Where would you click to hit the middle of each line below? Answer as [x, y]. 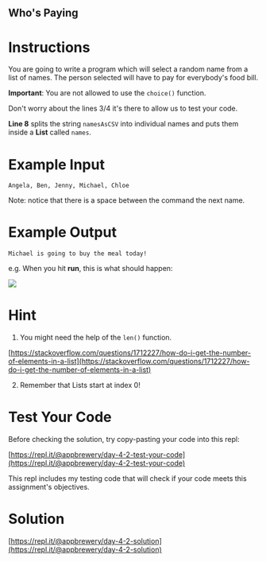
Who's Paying [43, 13]
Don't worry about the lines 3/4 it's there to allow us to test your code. [123, 109]
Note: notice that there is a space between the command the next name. [127, 200]
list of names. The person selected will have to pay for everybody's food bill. [133, 78]
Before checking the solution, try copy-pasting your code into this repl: [124, 440]
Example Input [57, 164]
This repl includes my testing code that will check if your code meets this [128, 479]
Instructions [49, 47]
